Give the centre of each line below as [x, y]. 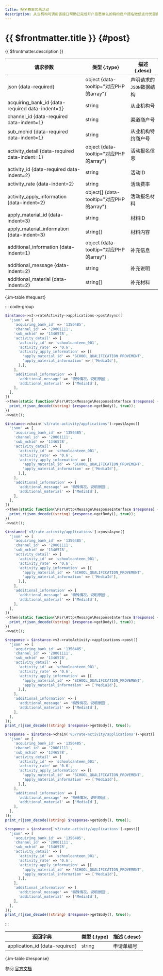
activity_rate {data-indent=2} [41, 184]
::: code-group [19, 307]
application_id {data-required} [42, 946]
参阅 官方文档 [18, 969]
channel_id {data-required [38, 117]
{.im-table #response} [27, 959]
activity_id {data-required [37, 169]
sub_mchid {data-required [38, 132]
